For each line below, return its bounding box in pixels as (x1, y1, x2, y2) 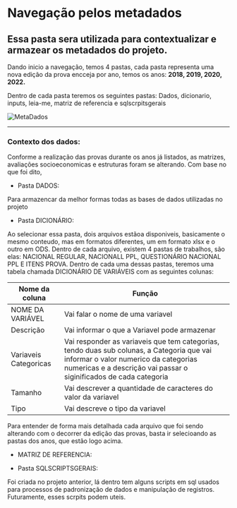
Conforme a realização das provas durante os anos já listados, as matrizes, (7, 153, 226, 162)
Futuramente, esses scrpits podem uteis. (7, 492, 126, 502)
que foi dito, (7, 168, 42, 176)
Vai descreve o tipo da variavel (64, 404, 166, 413)
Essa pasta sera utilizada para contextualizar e (7, 33, 217, 45)
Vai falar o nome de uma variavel (64, 309, 173, 319)
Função (132, 289, 159, 298)
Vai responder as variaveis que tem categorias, (64, 337, 220, 346)
